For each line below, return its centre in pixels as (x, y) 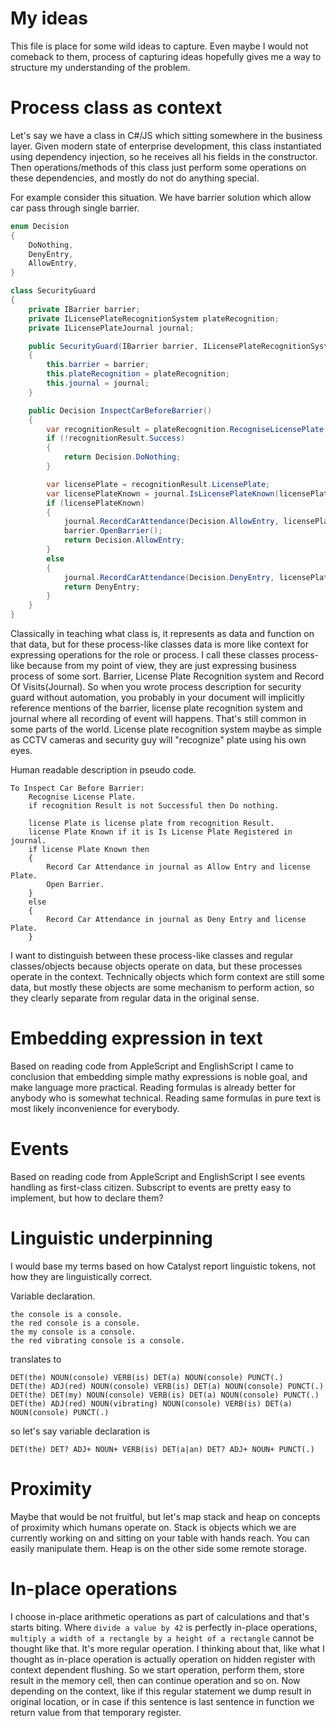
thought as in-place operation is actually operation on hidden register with (163, 1659)
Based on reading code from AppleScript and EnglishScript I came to (152, 1066)
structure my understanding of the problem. (100, 67)
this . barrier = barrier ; (98, 365)
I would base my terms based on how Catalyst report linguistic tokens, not (163, 1266)
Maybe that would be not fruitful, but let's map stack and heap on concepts (165, 1516)
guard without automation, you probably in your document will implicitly (157, 697)
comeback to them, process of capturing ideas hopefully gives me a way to (166, 56)
